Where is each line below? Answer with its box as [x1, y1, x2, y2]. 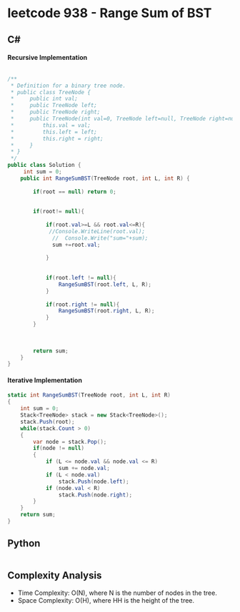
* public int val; [10, 95, 79, 103]
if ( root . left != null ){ [45, 275, 116, 282]
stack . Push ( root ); [20, 418, 75, 425]
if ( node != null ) [33, 444, 84, 452]
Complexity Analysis [7, 569, 102, 582]
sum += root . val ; [52, 241, 101, 248]
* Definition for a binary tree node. [10, 82, 126, 89]
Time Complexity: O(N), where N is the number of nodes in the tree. [17, 588, 218, 597]
